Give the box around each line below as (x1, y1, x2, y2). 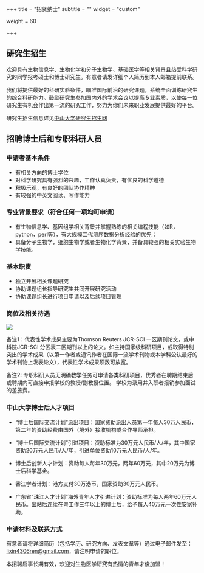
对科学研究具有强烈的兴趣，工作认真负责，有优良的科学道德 (15, 176, 165, 184)
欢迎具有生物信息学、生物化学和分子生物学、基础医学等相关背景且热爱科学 (6, 66, 192, 73)
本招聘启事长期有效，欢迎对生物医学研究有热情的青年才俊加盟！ (6, 560, 166, 568)
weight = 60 (6, 18, 36, 24)
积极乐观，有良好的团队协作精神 (15, 184, 95, 191)
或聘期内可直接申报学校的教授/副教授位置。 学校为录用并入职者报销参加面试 (6, 379, 196, 386)
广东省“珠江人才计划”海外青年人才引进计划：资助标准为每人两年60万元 (15, 493, 192, 500)
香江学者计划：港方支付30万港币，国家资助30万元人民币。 (15, 480, 162, 487)
